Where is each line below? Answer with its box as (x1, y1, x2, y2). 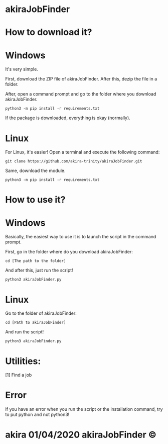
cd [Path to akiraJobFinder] (5, 320, 66, 325)
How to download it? (5, 27, 92, 38)
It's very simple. (5, 66, 39, 72)
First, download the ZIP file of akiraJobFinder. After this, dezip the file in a (5, 76, 157, 82)
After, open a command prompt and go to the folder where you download (5, 91, 156, 97)
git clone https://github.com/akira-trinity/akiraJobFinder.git (5, 159, 142, 164)
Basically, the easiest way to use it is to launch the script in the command (5, 234, 156, 240)
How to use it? (5, 194, 66, 206)
